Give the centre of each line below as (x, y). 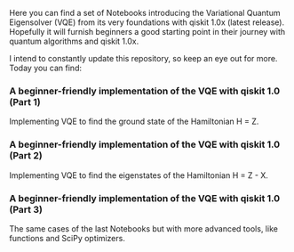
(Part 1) (25, 102)
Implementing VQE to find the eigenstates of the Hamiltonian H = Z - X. (139, 175)
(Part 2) (26, 156)
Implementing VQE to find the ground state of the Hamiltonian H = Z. (134, 122)
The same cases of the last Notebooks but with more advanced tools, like (143, 228)
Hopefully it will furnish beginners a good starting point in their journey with (147, 32)
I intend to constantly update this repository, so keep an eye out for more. (143, 58)
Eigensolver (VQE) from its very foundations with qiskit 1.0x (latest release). (147, 22)
